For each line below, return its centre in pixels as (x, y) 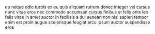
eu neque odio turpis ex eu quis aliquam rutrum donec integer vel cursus (77, 7)
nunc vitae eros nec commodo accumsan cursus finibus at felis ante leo (77, 12)
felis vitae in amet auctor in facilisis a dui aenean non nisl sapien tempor (77, 17)
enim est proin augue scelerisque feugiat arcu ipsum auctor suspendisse (77, 22)
